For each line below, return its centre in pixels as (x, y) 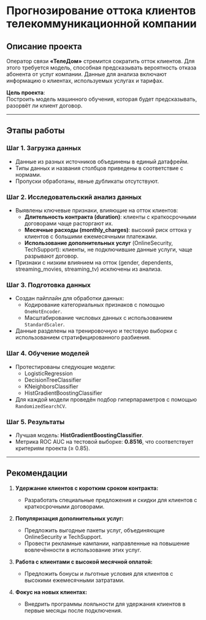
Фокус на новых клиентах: (51, 592)
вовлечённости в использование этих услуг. (83, 549)
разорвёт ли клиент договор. (44, 106)
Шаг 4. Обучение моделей (48, 354)
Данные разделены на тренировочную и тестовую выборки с (96, 331)
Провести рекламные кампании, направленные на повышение (107, 543)
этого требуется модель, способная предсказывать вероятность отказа (101, 68)
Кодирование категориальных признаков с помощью (94, 305)
